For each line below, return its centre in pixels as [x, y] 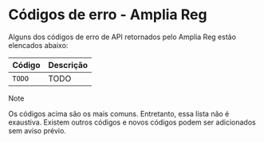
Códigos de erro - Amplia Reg [108, 15]
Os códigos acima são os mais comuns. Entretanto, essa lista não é [119, 113]
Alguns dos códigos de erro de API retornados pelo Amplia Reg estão [122, 37]
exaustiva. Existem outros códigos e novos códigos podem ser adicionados [132, 122]
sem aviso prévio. [37, 130]
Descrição [68, 65]
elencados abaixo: [38, 45]
